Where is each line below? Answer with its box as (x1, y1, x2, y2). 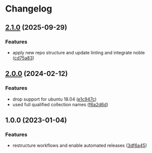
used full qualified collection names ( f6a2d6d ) (12, 101, 109, 107)
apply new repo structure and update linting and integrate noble (12, 49, 145, 55)
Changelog (5, 3, 52, 15)
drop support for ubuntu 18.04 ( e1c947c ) (12, 96, 97, 102)
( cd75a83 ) (12, 55, 34, 61)
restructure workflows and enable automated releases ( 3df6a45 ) (12, 142, 147, 148)
